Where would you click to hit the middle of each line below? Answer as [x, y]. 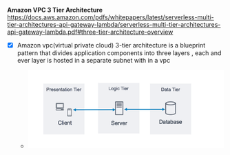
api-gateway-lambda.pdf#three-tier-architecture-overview [90, 32]
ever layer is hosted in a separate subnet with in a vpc [94, 61]
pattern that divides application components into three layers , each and [119, 53]
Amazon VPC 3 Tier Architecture [55, 10]
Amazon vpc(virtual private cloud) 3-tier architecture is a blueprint [111, 45]
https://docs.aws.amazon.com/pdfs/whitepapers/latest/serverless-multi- [111, 17]
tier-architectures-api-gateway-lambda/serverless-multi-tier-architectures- [114, 24]
